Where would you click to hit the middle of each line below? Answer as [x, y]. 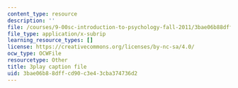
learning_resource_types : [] [50, 40]
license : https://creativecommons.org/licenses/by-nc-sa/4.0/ [101, 47]
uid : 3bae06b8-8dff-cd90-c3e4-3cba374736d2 [73, 73]
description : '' [31, 21]
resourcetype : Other [38, 60]
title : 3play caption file [47, 67]
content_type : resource [42, 14]
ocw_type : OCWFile [34, 54]
